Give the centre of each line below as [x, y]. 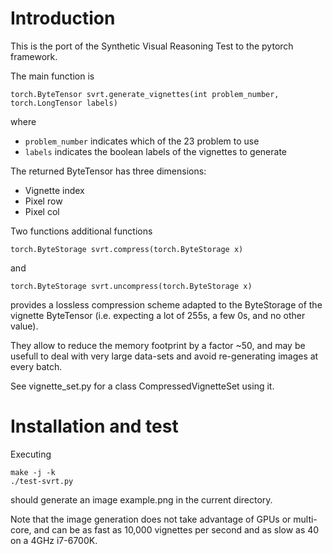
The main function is [52, 76]
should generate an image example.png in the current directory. [141, 499]
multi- [305, 519]
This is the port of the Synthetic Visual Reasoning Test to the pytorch [152, 46]
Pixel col [42, 211]
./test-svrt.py [42, 481]
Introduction [63, 18]
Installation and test [94, 426]
